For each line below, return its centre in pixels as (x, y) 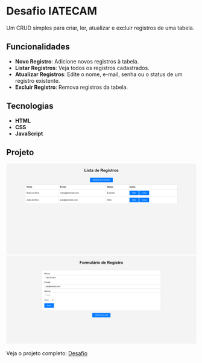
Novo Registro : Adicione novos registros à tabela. (77, 61)
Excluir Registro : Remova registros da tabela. (71, 87)
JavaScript (29, 133)
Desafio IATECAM (52, 11)
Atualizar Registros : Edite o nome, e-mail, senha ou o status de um (99, 74)
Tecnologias (30, 106)
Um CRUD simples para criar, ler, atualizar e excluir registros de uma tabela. (100, 28)
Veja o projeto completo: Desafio (47, 353)
